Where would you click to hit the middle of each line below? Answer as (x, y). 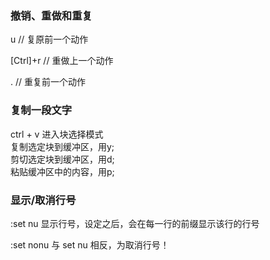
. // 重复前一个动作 (48, 82)
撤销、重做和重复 (51, 15)
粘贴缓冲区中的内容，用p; (62, 171)
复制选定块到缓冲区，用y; (62, 146)
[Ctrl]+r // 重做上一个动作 (62, 61)
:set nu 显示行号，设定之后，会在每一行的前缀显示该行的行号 (135, 223)
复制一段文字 (41, 110)
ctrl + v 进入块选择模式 (57, 134)
